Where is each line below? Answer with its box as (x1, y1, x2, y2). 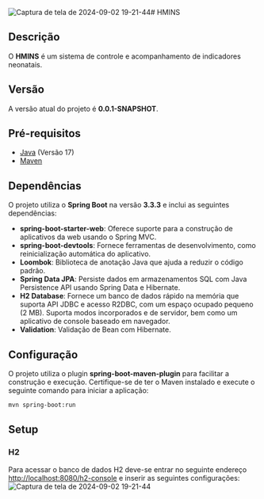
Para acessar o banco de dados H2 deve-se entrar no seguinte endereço (8, 464, 247, 474)
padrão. (19, 266, 46, 276)
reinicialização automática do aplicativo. (19, 249, 151, 259)
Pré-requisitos (8, 127, 82, 140)
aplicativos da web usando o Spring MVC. (19, 232, 157, 242)
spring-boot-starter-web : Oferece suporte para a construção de (19, 224, 233, 234)
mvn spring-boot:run (8, 401, 77, 409)
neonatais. (8, 59, 43, 69)
